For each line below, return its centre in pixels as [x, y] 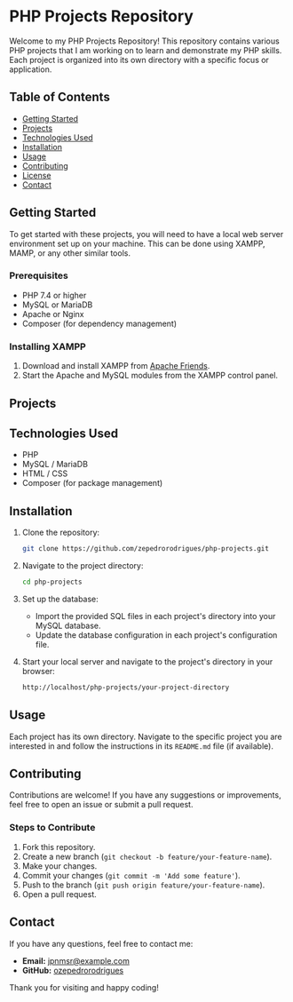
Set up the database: [60, 599]
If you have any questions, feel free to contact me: [101, 943]
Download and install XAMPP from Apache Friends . [116, 366]
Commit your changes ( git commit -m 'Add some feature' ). [131, 875]
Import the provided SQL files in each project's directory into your [155, 616]
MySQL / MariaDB [55, 465]
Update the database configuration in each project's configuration [156, 635]
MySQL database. [68, 625]
